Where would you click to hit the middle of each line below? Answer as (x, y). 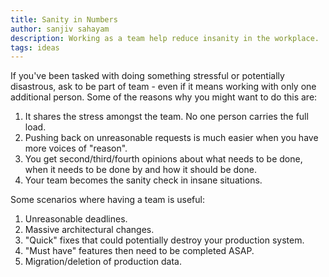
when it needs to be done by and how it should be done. (140, 170)
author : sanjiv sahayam (60, 29)
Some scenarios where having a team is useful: (108, 200)
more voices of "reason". (76, 148)
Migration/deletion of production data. (103, 262)
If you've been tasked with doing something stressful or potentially (147, 76)
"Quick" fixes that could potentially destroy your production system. (164, 240)
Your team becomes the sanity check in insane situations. (143, 180)
